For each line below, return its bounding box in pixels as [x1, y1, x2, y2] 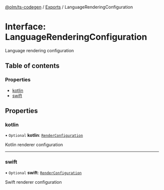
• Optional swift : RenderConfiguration [5, 170, 82, 175]
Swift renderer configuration [5, 179, 62, 185]
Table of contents [5, 62, 60, 70]
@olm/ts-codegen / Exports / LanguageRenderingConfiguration [5, 4, 133, 10]
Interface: [5, 21, 46, 32]
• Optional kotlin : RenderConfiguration [5, 133, 83, 138]
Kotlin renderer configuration [5, 142, 63, 148]
